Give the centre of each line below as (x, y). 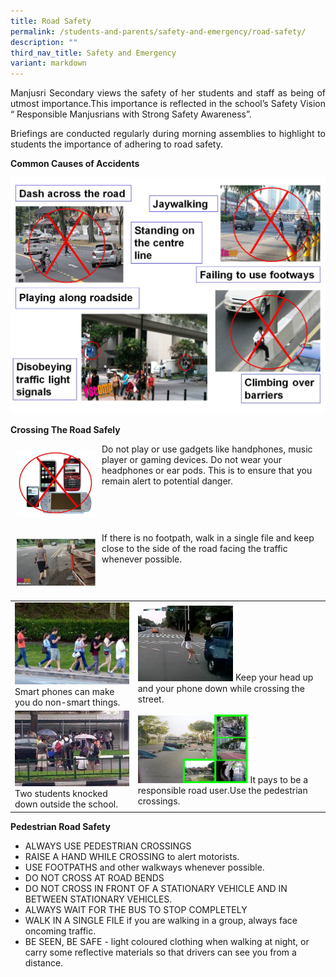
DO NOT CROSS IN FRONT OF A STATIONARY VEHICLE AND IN (156, 888)
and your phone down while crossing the (221, 688)
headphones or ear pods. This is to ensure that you (207, 470)
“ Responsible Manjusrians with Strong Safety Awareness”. (131, 114)
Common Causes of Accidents (75, 164)
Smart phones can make (64, 691)
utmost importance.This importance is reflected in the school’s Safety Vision (168, 104)
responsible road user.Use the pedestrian (222, 790)
